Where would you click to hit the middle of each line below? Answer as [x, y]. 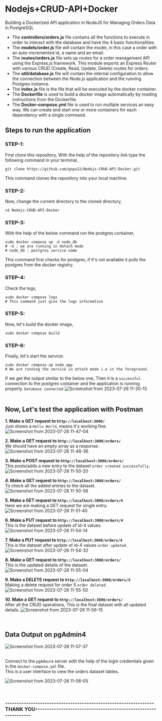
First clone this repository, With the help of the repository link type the [75, 155]
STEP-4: [15, 278]
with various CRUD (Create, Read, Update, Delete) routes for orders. [81, 68]
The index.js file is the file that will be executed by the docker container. [84, 89]
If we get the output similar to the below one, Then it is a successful [73, 378]
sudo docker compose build [32, 333]
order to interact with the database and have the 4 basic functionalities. [84, 42]
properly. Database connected [34, 389]
